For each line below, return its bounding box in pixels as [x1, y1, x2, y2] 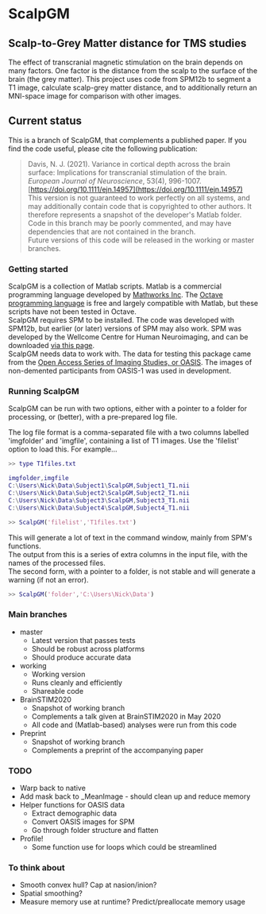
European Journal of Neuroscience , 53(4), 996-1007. [27, 176, 202, 185]
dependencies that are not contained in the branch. [27, 227, 196, 236]
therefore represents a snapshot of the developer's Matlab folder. [27, 210, 242, 219]
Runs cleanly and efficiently [31, 677, 123, 687]
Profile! [19, 834, 44, 843]
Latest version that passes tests [31, 635, 137, 645]
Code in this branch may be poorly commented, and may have [27, 218, 232, 227]
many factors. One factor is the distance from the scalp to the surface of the [8, 66, 258, 76]
